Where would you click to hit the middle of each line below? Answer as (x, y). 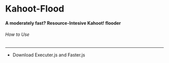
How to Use (17, 35)
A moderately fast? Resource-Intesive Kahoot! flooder (63, 23)
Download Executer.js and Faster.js (49, 55)
